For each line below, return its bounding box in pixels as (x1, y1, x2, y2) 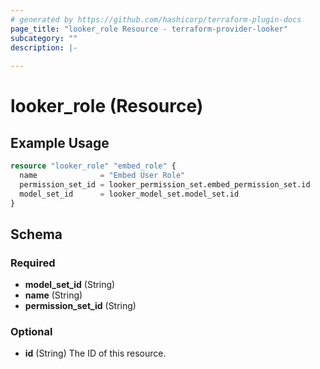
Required (10, 256, 56, 270)
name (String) (24, 289, 83, 301)
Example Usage (10, 134, 110, 151)
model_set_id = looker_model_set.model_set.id (19, 189, 240, 199)
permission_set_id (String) (24, 300, 137, 312)
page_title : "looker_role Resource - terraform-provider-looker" (10, 24, 288, 34)
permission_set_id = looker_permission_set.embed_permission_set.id (19, 179, 311, 190)
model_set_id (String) (24, 279, 116, 291)
